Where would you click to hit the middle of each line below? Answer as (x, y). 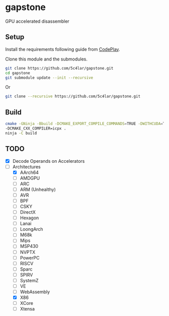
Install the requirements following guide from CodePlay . (63, 49)
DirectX (28, 212)
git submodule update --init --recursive (49, 78)
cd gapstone (18, 73)
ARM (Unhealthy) (38, 189)
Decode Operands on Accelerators (49, 161)
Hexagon (29, 218)
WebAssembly (35, 292)
